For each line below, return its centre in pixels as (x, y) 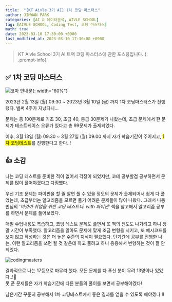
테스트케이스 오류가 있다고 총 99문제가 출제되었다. (65, 125)
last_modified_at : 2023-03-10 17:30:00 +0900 (55, 39)
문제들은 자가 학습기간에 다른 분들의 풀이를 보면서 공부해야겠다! (79, 283)
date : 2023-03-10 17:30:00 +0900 (41, 34)
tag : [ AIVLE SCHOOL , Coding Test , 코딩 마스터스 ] (56, 24)
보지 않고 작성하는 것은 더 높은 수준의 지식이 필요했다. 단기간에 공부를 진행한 (81, 237)
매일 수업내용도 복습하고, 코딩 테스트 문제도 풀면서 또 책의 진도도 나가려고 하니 (83, 224)
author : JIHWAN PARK (27, 15)
